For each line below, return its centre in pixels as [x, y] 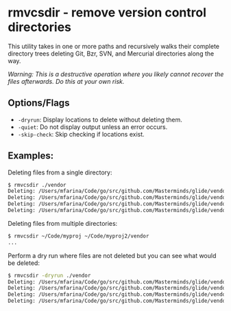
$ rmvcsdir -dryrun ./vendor [49, 275]
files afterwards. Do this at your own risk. [66, 81]
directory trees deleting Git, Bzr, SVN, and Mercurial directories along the [111, 54]
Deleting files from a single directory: [60, 172]
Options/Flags [39, 103]
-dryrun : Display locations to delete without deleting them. [100, 119]
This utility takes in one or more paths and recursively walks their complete [114, 46]
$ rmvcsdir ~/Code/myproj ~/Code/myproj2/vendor [78, 236]
